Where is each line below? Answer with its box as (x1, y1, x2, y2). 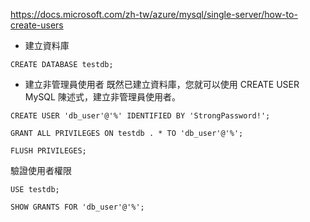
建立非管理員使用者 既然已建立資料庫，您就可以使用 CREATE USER (24, 79, 300, 90)
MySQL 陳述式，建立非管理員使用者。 (24, 91, 181, 103)
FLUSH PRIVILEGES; (10, 146, 87, 156)
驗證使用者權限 (10, 165, 72, 176)
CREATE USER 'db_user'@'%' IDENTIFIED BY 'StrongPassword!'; (10, 111, 271, 121)
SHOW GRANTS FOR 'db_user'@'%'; (10, 202, 145, 212)
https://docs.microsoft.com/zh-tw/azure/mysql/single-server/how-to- (10, 9, 298, 20)
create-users (10, 19, 64, 31)
